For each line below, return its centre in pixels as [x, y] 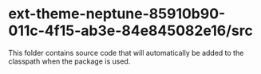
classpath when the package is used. [69, 61]
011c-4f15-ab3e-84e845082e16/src [130, 31]
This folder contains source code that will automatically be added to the [126, 53]
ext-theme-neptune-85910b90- [117, 14]
